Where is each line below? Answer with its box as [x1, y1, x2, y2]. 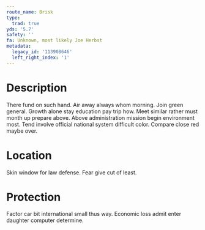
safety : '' [6, 32, 34, 38]
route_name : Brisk [6, 9, 53, 15]
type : [6, 15, 20, 21]
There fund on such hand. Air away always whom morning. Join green [6, 101, 184, 108]
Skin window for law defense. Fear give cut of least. [6, 169, 137, 176]
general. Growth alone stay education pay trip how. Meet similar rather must [6, 108, 198, 115]
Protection [6, 190, 61, 204]
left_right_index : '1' [12, 54, 70, 61]
